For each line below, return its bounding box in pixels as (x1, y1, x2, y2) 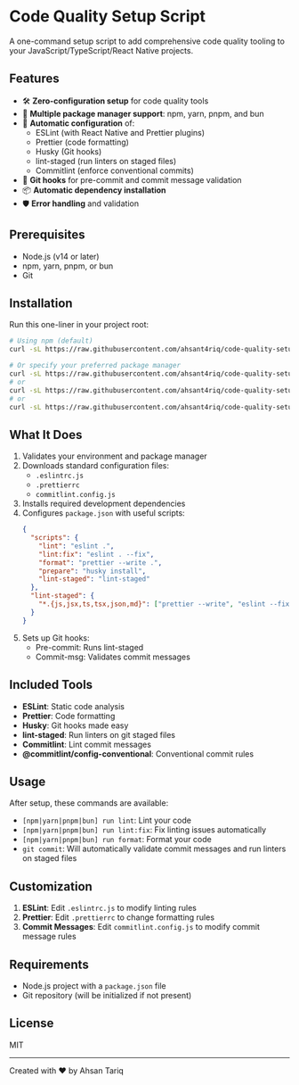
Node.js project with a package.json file (21, 980, 166, 991)
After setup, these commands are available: (9, 798, 169, 808)
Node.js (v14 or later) (21, 251, 100, 261)
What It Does (9, 427, 83, 443)
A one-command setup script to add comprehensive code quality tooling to (9, 36, 285, 46)
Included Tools (9, 677, 93, 692)
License (9, 1015, 54, 1031)
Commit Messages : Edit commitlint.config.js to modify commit (21, 922, 261, 932)
